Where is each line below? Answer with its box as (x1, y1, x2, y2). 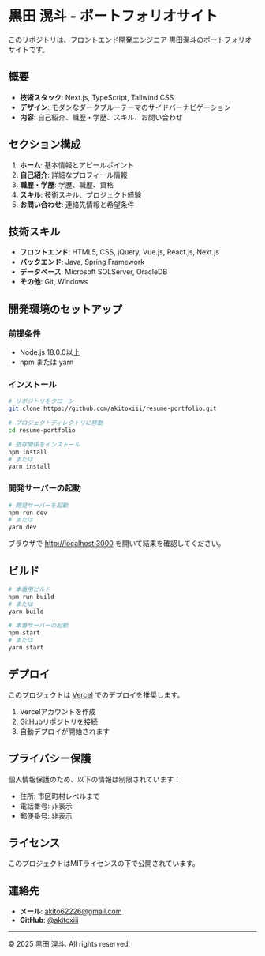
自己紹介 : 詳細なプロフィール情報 (19, 170, 128, 179)
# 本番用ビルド (8, 585, 51, 593)
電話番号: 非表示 (19, 801, 73, 811)
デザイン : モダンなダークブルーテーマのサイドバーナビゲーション (19, 102, 231, 111)
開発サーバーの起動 (8, 483, 81, 494)
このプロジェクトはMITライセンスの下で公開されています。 (8, 859, 200, 868)
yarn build (8, 608, 44, 615)
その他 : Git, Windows (19, 277, 88, 287)
